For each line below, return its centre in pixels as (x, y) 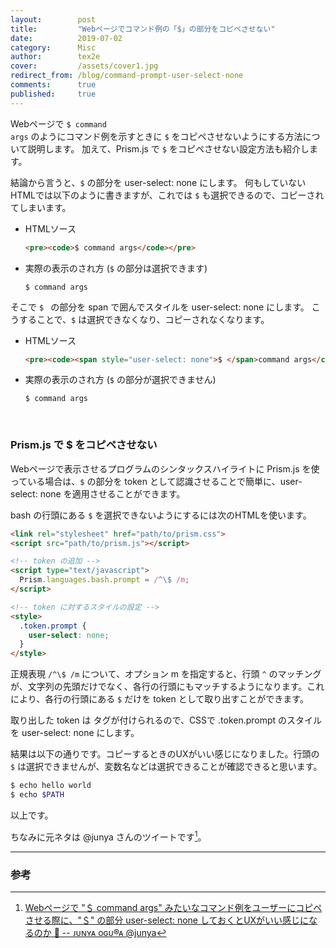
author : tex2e (55, 57)
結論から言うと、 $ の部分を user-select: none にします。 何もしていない (158, 182)
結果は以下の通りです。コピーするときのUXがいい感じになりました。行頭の (165, 754)
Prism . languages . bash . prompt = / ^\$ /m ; (104, 580)
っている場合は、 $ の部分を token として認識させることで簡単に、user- (156, 481)
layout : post (53, 19)
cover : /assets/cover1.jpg (84, 66)
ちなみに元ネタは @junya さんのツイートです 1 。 (108, 836)
